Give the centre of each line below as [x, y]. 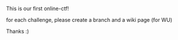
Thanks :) [18, 31]
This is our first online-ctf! [38, 9]
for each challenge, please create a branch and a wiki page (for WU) [89, 20]
